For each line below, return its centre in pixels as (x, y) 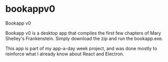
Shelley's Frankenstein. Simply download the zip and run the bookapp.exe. (84, 38)
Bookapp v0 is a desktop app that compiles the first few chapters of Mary (83, 33)
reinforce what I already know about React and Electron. (65, 54)
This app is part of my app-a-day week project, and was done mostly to (81, 48)
